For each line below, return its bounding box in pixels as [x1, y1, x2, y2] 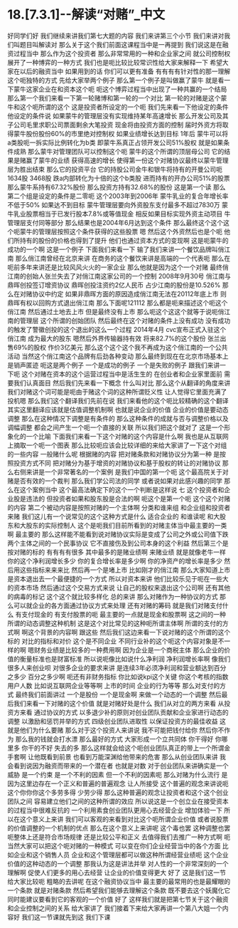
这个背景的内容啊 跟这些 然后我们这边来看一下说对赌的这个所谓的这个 [27, 627, 231, 636]
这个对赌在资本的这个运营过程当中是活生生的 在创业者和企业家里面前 [21, 370, 222, 378]
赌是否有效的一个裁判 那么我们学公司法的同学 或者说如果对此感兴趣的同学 [7, 476, 222, 485]
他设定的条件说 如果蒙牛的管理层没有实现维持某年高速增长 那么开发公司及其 [7, 111, 229, 120]
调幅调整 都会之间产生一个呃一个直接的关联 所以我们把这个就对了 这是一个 [7, 423, 225, 432]
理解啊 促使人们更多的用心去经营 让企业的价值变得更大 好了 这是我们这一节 [7, 868, 226, 877]
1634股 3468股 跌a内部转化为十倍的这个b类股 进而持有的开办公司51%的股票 [7, 174, 231, 182]
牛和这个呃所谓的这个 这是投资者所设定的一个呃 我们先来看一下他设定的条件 [7, 103, 229, 111]
